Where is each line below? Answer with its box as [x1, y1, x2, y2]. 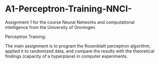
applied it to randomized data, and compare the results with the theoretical [5, 48, 155, 54]
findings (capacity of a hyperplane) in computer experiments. [5, 53, 128, 59]
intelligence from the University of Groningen [5, 24, 96, 30]
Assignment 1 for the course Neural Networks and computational [5, 19, 135, 25]
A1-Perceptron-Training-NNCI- [5, 3, 132, 14]
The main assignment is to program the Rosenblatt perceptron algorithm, [5, 43, 151, 49]
